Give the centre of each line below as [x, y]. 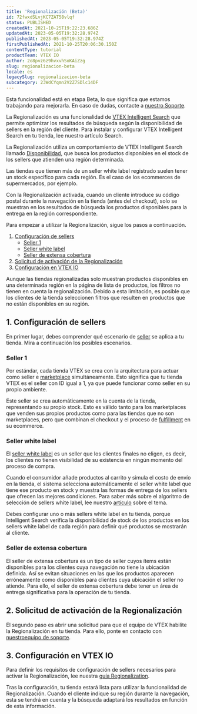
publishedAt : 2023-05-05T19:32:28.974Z [55, 39]
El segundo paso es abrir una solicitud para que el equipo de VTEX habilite [96, 625]
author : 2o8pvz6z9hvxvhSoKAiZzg [46, 61]
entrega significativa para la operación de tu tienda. [69, 592]
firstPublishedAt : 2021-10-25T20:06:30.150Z [61, 45]
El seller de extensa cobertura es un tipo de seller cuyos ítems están [89, 561]
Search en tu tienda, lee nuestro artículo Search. [65, 135]
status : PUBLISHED [29, 22]
